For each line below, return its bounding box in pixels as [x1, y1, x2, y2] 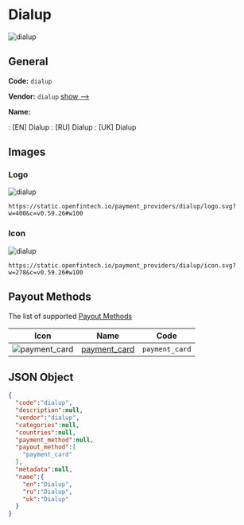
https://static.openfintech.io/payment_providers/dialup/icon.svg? [8, 261, 237, 270]
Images [8, 146, 46, 159]
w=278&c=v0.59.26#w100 [8, 268, 83, 276]
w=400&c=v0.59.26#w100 [8, 209, 83, 218]
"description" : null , [15, 406, 83, 414]
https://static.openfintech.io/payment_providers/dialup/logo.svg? [8, 203, 237, 211]
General [8, 55, 49, 68]
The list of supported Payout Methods [8, 311, 133, 321]
